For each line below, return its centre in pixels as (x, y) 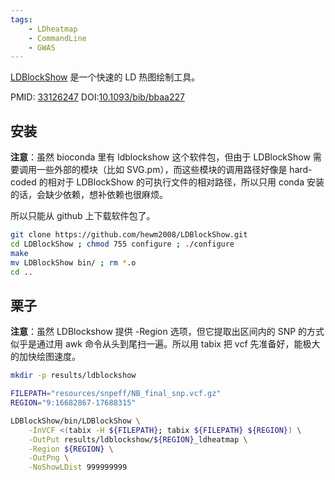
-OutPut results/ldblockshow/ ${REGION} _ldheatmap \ (138, 439)
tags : (21, 19)
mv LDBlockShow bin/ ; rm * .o (73, 262)
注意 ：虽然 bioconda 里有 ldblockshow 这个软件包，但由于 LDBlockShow (160, 157)
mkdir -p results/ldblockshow (73, 376)
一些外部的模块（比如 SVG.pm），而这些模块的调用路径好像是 (162, 170)
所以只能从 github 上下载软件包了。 (83, 216)
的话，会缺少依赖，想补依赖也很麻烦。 (89, 195)
